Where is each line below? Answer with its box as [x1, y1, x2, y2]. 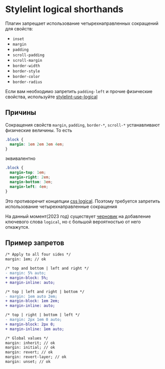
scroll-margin [12, 58, 42, 63]
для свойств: [5, 25, 33, 31]
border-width [12, 63, 40, 68]
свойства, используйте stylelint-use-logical [5, 94, 98, 100]
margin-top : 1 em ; [10, 170, 46, 175]
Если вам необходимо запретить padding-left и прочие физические [5, 88, 153, 94]
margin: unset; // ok [5, 359, 51, 364]
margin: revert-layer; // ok [5, 354, 67, 360]
